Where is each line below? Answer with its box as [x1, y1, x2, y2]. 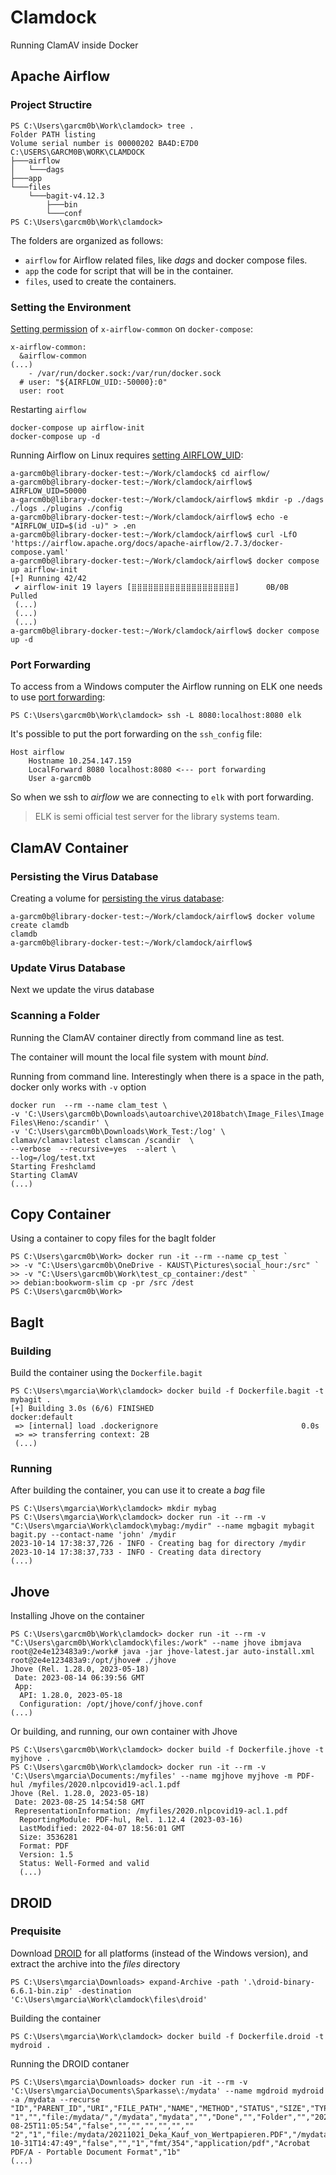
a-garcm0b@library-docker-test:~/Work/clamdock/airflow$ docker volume [10, 911, 315, 921]
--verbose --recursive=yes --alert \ [10, 1144, 177, 1154]
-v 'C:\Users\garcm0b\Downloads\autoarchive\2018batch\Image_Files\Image [10, 1109, 325, 1119]
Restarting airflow [10, 403, 87, 415]
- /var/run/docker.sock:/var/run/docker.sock [28, 368, 222, 378]
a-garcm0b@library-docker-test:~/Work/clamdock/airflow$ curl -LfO [10, 529, 298, 540]
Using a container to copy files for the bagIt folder [10, 1232, 217, 1245]
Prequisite [10, 1924, 62, 1938]
